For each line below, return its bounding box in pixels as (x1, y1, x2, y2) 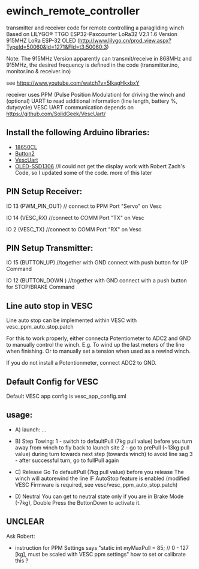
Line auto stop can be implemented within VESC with (6, 317, 137, 324)
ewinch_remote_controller (6, 4, 140, 18)
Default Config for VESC (6, 377, 99, 387)
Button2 (14, 150, 35, 157)
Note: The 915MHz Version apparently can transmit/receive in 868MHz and (6, 55, 192, 62)
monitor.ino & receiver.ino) (6, 67, 71, 75)
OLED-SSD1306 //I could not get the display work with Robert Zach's (14, 162, 185, 169)
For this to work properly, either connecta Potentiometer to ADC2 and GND (6, 335, 191, 342)
